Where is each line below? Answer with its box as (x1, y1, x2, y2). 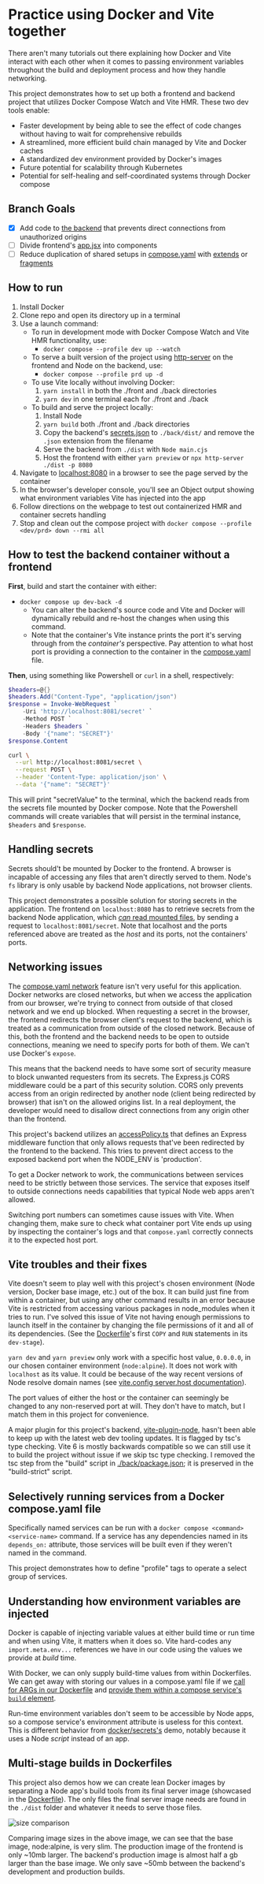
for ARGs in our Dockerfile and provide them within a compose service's (8, 1685, 242, 1694)
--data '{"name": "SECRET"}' (15, 780, 111, 789)
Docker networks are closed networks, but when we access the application (8, 989, 252, 999)
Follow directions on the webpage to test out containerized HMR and (19, 501, 242, 511)
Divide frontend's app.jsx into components (19, 240, 158, 250)
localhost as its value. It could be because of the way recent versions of (8, 1369, 244, 1379)
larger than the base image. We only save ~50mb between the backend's (8, 1858, 246, 1867)
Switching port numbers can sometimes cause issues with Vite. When (8, 1210, 234, 1219)
